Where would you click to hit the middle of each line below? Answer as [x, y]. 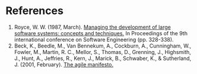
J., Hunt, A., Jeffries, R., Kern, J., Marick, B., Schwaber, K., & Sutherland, [103, 58]
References [34, 11]
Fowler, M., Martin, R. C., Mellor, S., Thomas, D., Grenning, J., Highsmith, [102, 52]
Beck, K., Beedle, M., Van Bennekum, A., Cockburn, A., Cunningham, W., [103, 46]
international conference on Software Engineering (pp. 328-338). [94, 39]
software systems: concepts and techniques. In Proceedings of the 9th [101, 33]
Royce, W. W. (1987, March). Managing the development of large [93, 27]
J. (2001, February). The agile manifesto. [64, 64]
